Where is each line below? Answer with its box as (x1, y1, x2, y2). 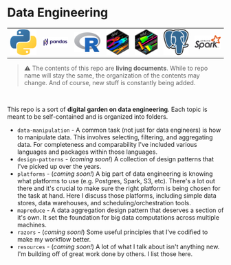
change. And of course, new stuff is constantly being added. (23, 78, 196, 87)
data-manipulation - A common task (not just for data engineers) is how (16, 126, 221, 134)
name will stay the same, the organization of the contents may (23, 71, 201, 80)
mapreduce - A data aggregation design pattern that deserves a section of (16, 206, 224, 214)
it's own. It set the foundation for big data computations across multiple (16, 213, 220, 221)
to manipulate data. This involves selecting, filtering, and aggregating (16, 132, 213, 141)
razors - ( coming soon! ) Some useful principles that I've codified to (16, 228, 208, 236)
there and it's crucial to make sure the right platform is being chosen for (16, 184, 221, 192)
